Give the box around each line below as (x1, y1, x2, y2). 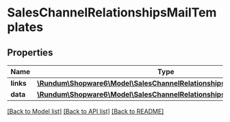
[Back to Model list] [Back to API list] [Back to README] (7, 108, 164, 115)
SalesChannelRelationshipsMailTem (7, 5, 217, 21)
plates (7, 19, 43, 35)
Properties (7, 47, 53, 58)
